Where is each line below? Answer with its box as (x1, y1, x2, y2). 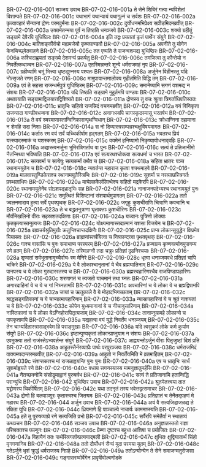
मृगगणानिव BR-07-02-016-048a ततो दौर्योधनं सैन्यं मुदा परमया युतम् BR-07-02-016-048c (6, 440, 200, 447)
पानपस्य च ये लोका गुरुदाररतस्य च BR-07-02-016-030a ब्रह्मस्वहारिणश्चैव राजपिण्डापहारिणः (6, 268, 191, 275)
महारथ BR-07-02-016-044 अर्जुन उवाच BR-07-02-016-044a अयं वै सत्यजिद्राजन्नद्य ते (6, 399, 194, 406)
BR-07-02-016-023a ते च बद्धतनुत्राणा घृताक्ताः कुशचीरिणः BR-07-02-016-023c (6, 206, 181, 213)
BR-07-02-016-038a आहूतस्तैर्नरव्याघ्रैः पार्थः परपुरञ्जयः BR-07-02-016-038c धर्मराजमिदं (6, 344, 197, 351)
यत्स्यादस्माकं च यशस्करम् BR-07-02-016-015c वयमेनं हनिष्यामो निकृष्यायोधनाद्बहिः (6, 137, 176, 144)
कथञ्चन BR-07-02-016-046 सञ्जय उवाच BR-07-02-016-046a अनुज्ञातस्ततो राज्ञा (6, 420, 189, 427)
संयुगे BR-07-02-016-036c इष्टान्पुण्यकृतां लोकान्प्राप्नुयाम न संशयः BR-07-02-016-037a (6, 330, 194, 337)
